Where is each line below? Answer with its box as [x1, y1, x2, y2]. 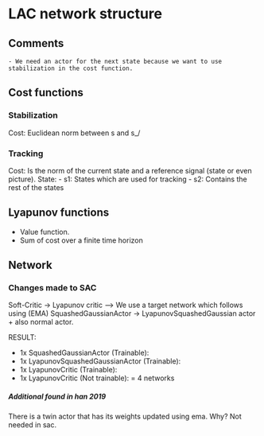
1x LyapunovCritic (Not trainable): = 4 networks [19, 373, 175, 383]
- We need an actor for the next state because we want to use [8, 57, 223, 65]
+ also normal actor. [8, 317, 74, 327]
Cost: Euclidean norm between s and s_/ [8, 128, 141, 138]
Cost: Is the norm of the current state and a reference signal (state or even [8, 165, 252, 175]
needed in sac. [8, 420, 57, 430]
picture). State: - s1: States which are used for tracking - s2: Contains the [8, 174, 248, 184]
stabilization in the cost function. [8, 64, 134, 72]
